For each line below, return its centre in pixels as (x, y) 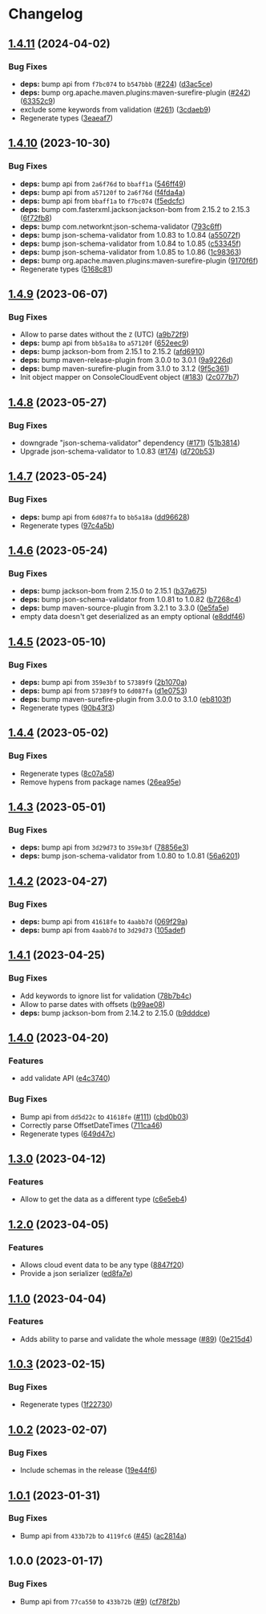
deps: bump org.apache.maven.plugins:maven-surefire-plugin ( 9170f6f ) (139, 260)
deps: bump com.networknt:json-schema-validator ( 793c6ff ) (121, 226)
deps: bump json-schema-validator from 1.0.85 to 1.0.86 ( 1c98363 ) (131, 252)
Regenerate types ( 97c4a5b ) (67, 525)
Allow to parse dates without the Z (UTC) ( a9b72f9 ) (105, 335)
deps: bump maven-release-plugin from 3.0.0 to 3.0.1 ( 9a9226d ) (127, 360)
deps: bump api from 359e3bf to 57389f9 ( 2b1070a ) (103, 682)
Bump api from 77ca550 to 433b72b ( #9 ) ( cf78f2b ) (100, 1601)
